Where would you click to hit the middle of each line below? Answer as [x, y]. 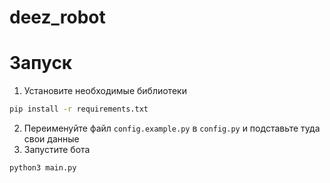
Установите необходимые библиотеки [105, 91]
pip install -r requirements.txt [79, 109]
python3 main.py [43, 168]
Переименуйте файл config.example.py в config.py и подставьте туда [172, 128]
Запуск [41, 63]
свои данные [51, 139]
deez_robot [57, 17]
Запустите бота [57, 149]
